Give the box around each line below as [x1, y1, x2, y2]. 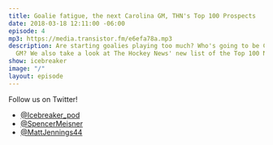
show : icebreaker [8, 58, 67, 66]
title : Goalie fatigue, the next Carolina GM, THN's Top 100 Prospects [8, 11, 256, 20]
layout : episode [8, 72, 63, 80]
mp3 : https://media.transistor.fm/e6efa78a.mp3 [8, 34, 173, 43]
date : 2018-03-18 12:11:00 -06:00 [8, 19, 126, 28]
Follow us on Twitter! [8, 94, 79, 104]
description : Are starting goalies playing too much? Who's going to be [8, 42, 260, 50]
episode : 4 [8, 27, 45, 35]
